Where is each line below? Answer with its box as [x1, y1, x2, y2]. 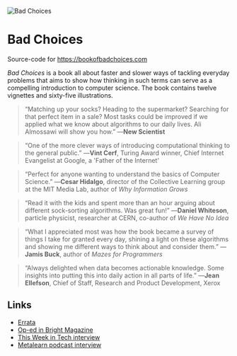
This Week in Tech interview [17, 333, 100, 341]
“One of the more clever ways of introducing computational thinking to [24, 141, 231, 149]
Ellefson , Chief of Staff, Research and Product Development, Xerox [24, 278, 221, 287]
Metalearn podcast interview [17, 340, 102, 349]
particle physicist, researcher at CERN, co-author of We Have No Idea [24, 213, 229, 222]
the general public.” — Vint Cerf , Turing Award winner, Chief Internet [24, 149, 224, 157]
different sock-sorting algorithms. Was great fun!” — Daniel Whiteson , [24, 206, 229, 214]
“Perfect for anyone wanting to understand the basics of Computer [24, 170, 220, 178]
